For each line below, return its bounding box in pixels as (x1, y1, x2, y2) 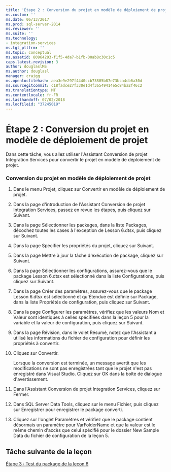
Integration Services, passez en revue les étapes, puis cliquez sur (13, 207, 151, 213)
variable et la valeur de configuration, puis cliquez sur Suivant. (13, 320, 144, 326)
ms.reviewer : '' (6, 26, 40, 31)
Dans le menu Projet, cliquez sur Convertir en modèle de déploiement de (13, 186, 165, 192)
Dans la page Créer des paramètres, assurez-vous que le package (13, 288, 152, 294)
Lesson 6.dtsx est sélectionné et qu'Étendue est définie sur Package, (13, 294, 158, 300)
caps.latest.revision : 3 (6, 59, 58, 64)
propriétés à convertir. (13, 341, 60, 347)
